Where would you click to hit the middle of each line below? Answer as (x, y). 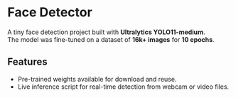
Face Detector (50, 12)
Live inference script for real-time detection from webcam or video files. (123, 87)
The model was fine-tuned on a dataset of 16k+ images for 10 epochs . (111, 39)
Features (27, 62)
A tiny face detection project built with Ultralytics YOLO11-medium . (106, 32)
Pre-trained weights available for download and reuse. (97, 79)
